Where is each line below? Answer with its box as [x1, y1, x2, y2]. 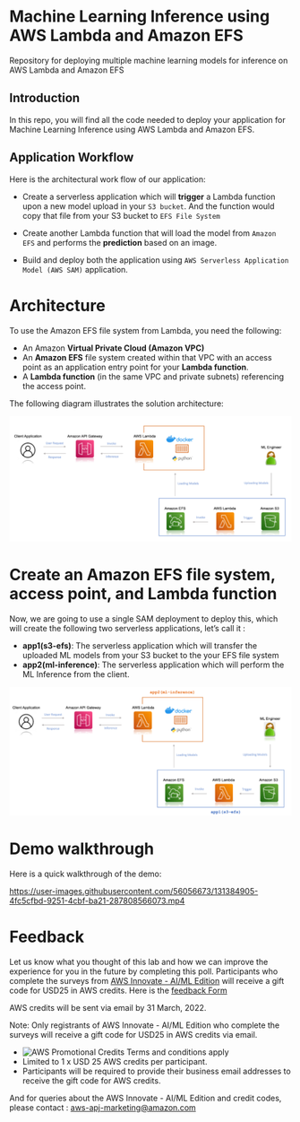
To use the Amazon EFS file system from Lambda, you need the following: [9, 325, 282, 335]
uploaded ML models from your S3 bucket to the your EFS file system [21, 649, 279, 660]
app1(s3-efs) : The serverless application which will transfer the [21, 639, 258, 651]
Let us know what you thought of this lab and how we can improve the [9, 956, 269, 967]
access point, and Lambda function [9, 584, 278, 604]
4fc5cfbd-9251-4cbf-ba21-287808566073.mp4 [9, 895, 185, 906]
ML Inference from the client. [21, 668, 130, 679]
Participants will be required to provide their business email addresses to [21, 1065, 291, 1076]
